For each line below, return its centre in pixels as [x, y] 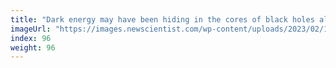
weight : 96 [33, 47]
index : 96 [31, 38]
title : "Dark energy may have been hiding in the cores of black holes [162, 19]
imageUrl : [31, 29]
